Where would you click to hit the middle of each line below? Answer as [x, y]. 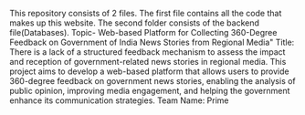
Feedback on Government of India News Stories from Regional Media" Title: [152, 42]
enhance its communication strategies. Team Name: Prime [120, 100]
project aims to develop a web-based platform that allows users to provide [149, 71]
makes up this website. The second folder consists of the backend [135, 23]
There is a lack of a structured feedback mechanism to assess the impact [147, 52]
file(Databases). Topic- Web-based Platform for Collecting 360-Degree [143, 32]
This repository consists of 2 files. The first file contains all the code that [146, 13]
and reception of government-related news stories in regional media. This [148, 62]
